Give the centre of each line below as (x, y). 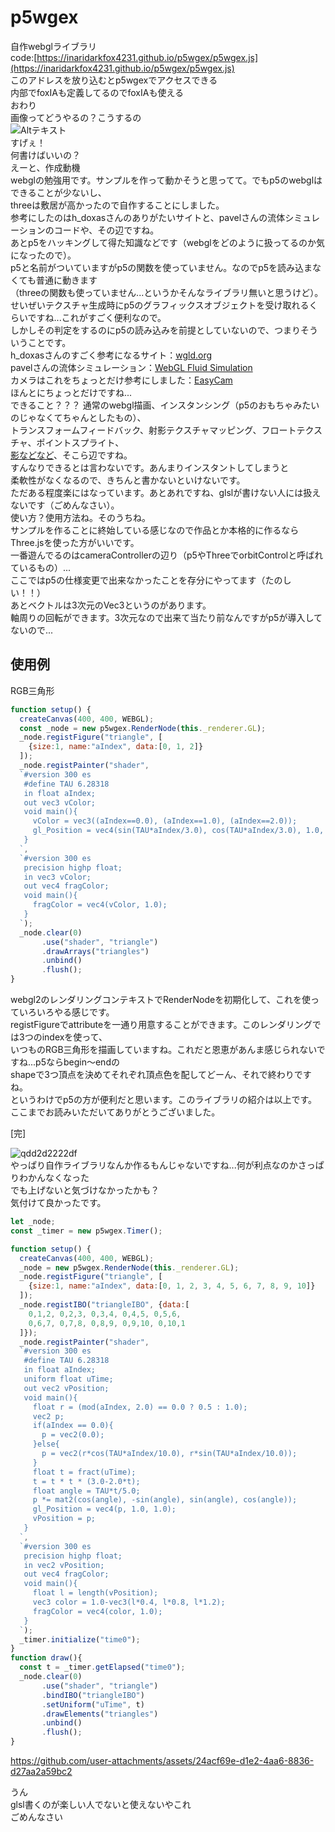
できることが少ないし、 (58, 192)
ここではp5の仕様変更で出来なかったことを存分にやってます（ (138, 580)
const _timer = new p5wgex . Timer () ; (86, 1231)
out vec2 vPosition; (66, 1388)
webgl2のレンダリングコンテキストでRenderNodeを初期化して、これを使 (161, 999)
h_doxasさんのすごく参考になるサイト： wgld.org (111, 355)
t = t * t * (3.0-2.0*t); (86, 1481)
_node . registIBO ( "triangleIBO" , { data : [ (104, 1305)
